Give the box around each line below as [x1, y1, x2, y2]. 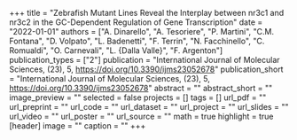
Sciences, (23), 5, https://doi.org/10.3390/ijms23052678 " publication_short [9, 64, 284, 74]
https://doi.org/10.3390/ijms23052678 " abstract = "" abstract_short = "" [9, 83, 273, 93]
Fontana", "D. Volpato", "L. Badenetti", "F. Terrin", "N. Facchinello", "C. [9, 35, 265, 46]
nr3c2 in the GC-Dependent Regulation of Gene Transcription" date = [9, 17, 263, 27]
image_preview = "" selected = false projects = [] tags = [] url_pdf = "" [9, 92, 267, 103]
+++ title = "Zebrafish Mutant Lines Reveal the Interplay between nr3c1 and [9, 8, 285, 18]
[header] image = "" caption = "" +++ [9, 121, 146, 131]
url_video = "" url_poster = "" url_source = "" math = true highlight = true [9, 111, 274, 121]
